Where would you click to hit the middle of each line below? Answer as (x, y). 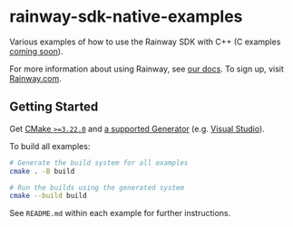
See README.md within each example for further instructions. (120, 213)
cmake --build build (49, 196)
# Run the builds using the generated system (97, 187)
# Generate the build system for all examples (99, 163)
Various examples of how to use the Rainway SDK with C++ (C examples (145, 42)
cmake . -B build (42, 171)
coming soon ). (36, 51)
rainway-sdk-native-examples (126, 17)
